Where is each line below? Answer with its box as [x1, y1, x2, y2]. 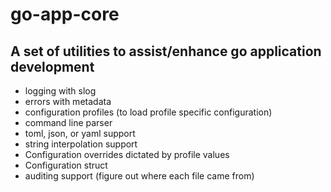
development [10, 58, 95, 75]
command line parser [24, 117, 113, 128]
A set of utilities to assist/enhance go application [10, 43, 322, 60]
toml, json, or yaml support [24, 128, 136, 139]
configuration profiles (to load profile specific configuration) [24, 106, 273, 118]
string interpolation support [24, 138, 138, 150]
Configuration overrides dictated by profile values [24, 149, 230, 160]
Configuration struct [24, 159, 108, 171]
